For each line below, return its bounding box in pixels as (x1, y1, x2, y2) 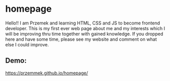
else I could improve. (5, 41, 49, 47)
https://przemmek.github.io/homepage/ (5, 70, 88, 76)
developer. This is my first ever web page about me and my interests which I (5, 25, 165, 31)
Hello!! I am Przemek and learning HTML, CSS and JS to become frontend (5, 20, 160, 26)
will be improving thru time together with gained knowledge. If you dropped (5, 31, 163, 37)
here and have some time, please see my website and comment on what (5, 36, 157, 42)
